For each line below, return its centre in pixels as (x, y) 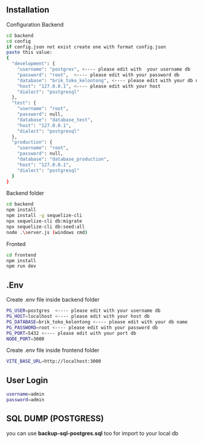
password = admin (25, 399)
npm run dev (21, 266)
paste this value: (29, 53)
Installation (28, 10)
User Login (27, 380)
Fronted (16, 244)
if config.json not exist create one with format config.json (86, 47)
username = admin (25, 394)
